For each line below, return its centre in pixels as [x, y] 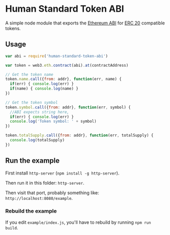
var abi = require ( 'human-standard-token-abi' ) [57, 56]
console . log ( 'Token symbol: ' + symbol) [53, 122]
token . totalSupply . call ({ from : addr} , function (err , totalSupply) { [79, 135]
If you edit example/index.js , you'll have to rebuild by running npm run [78, 222]
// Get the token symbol [32, 102]
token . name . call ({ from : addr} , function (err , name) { [64, 79]
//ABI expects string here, [40, 112]
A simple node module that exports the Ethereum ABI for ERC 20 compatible [85, 23]
